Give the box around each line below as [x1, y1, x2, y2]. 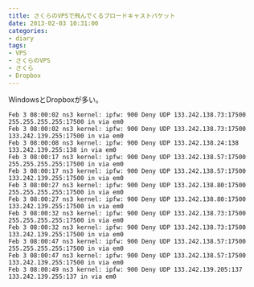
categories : [8, 27, 48, 35]
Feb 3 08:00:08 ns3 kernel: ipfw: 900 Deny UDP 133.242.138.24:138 [8, 138, 240, 147]
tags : [8, 42, 27, 50]
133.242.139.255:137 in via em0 [8, 273, 117, 281]
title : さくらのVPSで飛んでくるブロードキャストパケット [8, 11, 176, 20]
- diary [8, 34, 35, 43]
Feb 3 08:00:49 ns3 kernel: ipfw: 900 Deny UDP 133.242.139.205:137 [8, 265, 243, 273]
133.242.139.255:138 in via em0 [8, 146, 117, 154]
